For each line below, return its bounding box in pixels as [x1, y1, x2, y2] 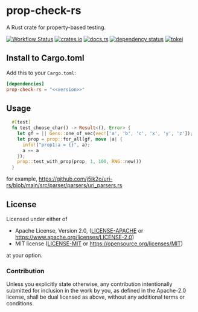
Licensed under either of [6, 216, 68, 222]
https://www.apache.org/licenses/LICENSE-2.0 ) [14, 234, 135, 241]
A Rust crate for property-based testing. [6, 24, 106, 31]
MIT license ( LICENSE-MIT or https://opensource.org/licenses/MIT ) [14, 240, 183, 247]
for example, [6, 175, 38, 182]
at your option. [6, 252, 43, 259]
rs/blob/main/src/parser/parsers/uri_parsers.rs [6, 182, 123, 189]
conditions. [6, 300, 34, 307]
